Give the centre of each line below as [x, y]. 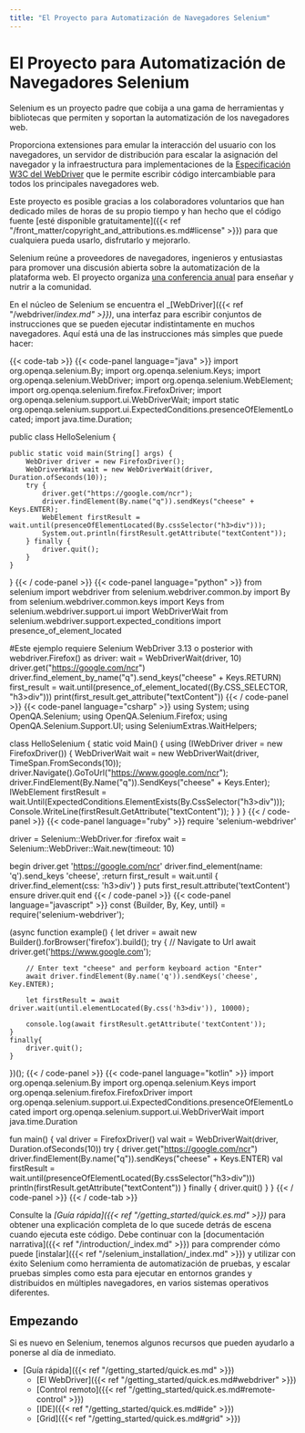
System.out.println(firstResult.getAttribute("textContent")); [164, 533]
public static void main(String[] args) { [91, 453]
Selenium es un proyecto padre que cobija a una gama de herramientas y [147, 108]
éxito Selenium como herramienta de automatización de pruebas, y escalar [150, 1263]
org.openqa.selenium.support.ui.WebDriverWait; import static [124, 400]
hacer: [21, 343]
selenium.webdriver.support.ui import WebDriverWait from [119, 611]
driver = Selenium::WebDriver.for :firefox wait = [98, 838]
